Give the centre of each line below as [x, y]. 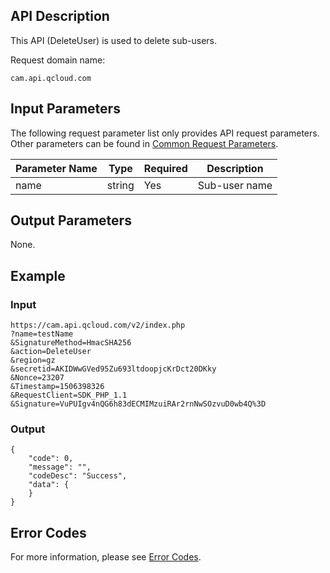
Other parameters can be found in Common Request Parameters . [144, 143]
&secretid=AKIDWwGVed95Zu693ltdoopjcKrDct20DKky [113, 369]
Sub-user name [235, 185]
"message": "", [60, 467]
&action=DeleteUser [51, 352]
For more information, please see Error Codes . [106, 557]
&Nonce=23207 [37, 378]
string [120, 185]
